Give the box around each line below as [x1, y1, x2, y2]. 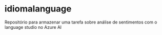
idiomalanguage [4, 3, 72, 14]
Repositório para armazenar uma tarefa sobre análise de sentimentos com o [4, 19, 157, 25]
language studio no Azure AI [4, 24, 62, 30]
